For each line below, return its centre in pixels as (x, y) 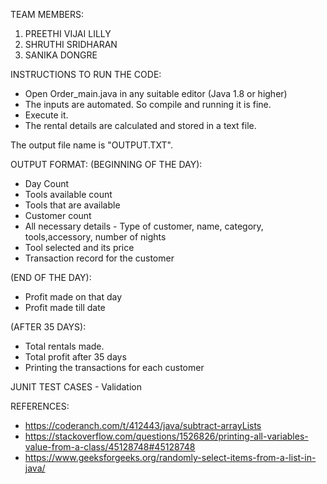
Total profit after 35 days (75, 357)
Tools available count (68, 194)
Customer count (58, 215)
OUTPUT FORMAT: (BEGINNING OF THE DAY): (106, 164)
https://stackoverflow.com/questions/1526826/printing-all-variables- (166, 436)
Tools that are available (72, 205)
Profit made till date (65, 307)
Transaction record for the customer (99, 258)
